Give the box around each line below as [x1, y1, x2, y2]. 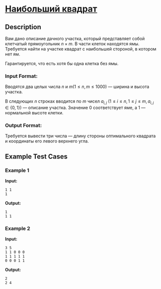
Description [5, 23, 41, 31]
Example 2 [5, 225, 31, 232]
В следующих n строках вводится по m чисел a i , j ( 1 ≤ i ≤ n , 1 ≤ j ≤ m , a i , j [5, 98, 154, 106]
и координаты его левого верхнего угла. [5, 138, 89, 144]
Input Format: [5, 72, 38, 79]
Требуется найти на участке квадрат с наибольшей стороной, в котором [5, 46, 157, 52]
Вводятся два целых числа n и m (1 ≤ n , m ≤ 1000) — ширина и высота [5, 84, 149, 90]
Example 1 [5, 167, 30, 174]
